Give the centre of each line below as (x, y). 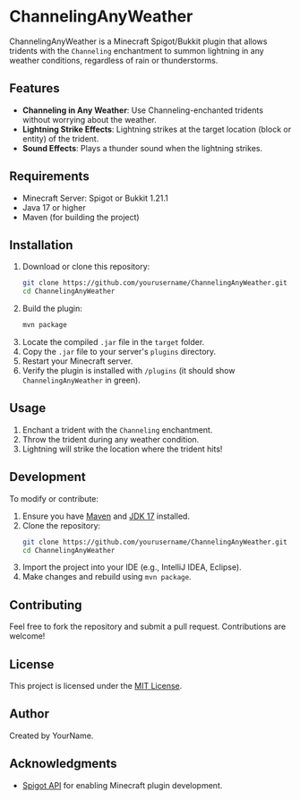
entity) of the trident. (60, 138)
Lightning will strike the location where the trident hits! (122, 449)
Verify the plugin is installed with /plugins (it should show (129, 370)
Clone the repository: (61, 525)
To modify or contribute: (54, 498)
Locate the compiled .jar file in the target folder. (113, 342)
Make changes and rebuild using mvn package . (107, 577)
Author (29, 714)
